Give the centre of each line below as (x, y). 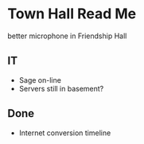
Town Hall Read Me (72, 14)
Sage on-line (40, 80)
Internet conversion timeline (65, 133)
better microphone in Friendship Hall (67, 36)
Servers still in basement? (61, 88)
